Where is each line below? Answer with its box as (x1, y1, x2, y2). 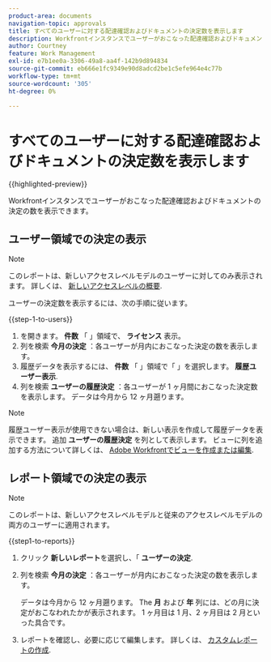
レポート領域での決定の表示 (8, 471, 147, 485)
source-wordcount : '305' (8, 79, 92, 88)
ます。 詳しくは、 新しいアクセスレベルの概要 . (8, 281, 163, 291)
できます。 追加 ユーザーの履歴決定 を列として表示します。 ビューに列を (15, 435, 256, 445)
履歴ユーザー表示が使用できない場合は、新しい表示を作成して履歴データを (8, 425, 256, 434)
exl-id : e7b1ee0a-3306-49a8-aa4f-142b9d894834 (8, 58, 168, 66)
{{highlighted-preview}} (8, 179, 87, 189)
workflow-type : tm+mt (8, 72, 82, 80)
